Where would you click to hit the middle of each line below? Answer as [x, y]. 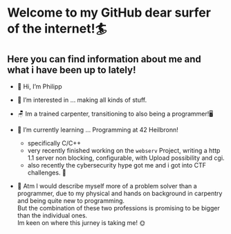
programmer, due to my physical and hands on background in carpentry [120, 193]
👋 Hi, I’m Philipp [39, 87]
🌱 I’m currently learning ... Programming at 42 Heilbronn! [98, 130]
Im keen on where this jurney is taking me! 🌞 [81, 223]
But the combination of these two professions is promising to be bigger [118, 208]
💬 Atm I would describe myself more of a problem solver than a [107, 186]
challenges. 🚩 [47, 172]
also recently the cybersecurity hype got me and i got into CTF [117, 165]
